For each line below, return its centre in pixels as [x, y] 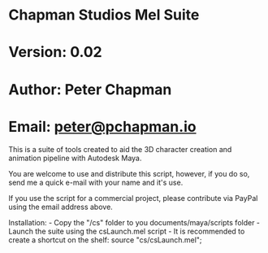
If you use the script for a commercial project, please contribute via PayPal [133, 198]
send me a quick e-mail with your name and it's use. [96, 182]
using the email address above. [61, 207]
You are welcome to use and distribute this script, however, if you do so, [129, 173]
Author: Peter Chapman [90, 89]
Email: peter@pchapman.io [102, 126]
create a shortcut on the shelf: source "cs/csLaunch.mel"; [105, 240]
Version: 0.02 [56, 52]
